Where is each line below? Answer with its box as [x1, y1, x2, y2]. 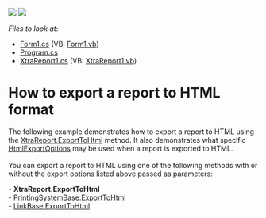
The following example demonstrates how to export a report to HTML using [8, 127, 255, 136]
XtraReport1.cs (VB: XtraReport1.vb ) [19, 56, 137, 65]
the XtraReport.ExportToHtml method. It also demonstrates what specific [8, 135, 246, 144]
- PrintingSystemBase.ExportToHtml [8, 193, 126, 202]
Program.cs [19, 48, 58, 57]
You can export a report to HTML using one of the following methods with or [8, 160, 258, 170]
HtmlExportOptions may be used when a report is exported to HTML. [8, 143, 233, 153]
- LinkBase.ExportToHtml [8, 201, 91, 210]
